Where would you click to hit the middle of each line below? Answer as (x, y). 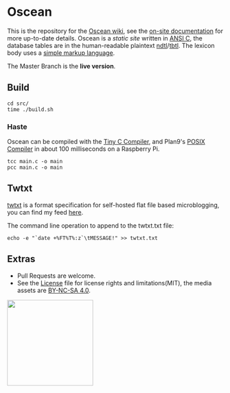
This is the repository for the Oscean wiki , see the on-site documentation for (115, 31)
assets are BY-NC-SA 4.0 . (54, 290)
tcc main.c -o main (35, 162)
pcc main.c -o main (35, 168)
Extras (21, 259)
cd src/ (18, 104)
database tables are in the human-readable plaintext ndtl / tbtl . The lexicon (111, 45)
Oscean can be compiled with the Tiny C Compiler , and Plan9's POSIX (106, 142)
